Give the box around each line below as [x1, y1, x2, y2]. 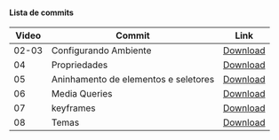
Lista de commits [9, 7, 74, 18]
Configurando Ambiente [51, 44, 152, 57]
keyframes [51, 102, 96, 114]
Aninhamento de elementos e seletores [51, 74, 215, 86]
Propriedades [51, 58, 108, 71]
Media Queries [51, 88, 113, 100]
